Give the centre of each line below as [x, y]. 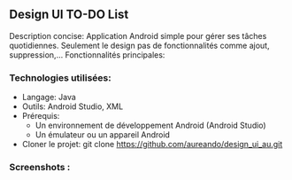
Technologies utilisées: [61, 77]
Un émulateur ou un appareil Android [103, 135]
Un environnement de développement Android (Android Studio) [151, 125]
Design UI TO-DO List [69, 15]
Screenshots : [40, 168]
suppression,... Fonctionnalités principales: [87, 55]
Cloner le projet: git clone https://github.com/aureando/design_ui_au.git [152, 145]
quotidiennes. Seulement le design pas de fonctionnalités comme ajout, [139, 45]
